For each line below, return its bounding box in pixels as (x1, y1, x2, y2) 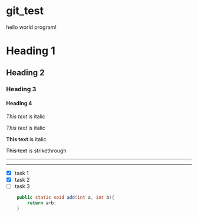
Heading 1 (6, 44, 56, 58)
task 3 (14, 182, 30, 189)
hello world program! (6, 24, 57, 31)
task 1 (14, 169, 29, 176)
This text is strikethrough (6, 147, 67, 154)
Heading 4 (6, 100, 32, 107)
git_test (6, 4, 44, 18)
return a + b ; (27, 200, 57, 206)
